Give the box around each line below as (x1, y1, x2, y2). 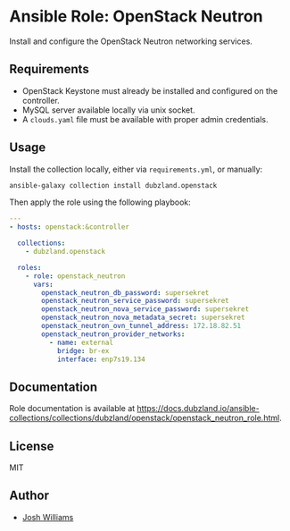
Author (9, 488, 49, 503)
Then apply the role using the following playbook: (9, 197, 192, 207)
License (9, 438, 54, 453)
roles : (17, 263, 42, 272)
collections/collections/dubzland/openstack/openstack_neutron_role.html (9, 413, 280, 424)
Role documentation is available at (9, 403, 136, 414)
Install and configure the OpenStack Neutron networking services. (9, 36, 253, 46)
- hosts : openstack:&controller (9, 223, 129, 232)
